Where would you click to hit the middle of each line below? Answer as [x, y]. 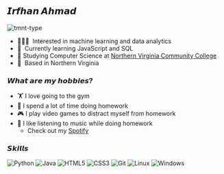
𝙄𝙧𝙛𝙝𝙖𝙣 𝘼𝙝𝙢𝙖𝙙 [42, 11]
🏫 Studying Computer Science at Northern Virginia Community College [117, 55]
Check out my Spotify [58, 131]
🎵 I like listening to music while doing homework [85, 123]
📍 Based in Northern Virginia [58, 63]
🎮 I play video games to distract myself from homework [96, 114]
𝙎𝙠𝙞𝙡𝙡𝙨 [18, 149]
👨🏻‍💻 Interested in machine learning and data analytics [94, 41]
